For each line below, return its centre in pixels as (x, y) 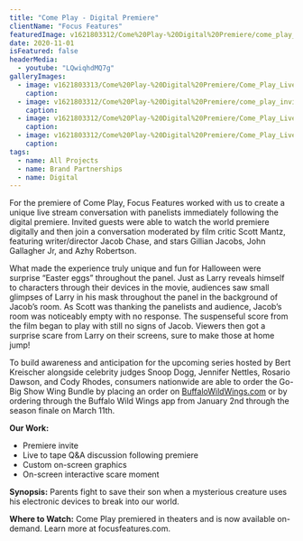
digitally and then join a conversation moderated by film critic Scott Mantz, (147, 232)
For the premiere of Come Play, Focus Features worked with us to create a (147, 203)
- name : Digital (48, 177)
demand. (26, 528)
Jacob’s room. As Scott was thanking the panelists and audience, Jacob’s (146, 307)
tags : (19, 152)
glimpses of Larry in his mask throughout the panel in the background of (143, 297)
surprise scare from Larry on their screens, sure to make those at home (142, 336)
